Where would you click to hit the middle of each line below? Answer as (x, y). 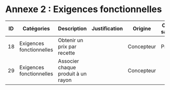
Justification (107, 28)
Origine (142, 28)
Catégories (36, 28)
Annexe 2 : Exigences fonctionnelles (83, 9)
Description (72, 28)
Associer (69, 61)
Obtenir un (71, 40)
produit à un (72, 73)
